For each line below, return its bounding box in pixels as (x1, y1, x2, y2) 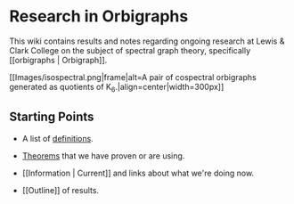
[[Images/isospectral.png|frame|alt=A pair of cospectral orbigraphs (9, 71, 257, 82)
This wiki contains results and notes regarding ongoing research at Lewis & (9, 36, 285, 46)
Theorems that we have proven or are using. (21, 150, 185, 161)
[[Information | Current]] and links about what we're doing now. (21, 167, 255, 178)
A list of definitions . (21, 133, 94, 143)
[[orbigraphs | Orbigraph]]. (9, 54, 108, 65)
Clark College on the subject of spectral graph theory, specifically (9, 45, 251, 55)
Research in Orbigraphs (9, 6, 189, 27)
